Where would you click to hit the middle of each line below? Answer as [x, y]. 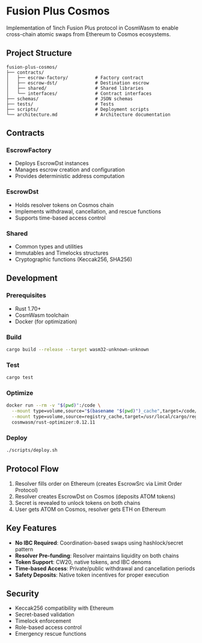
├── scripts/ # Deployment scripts [78, 109]
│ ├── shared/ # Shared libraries [75, 88]
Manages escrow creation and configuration [70, 169]
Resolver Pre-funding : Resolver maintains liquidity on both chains [97, 556]
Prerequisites [26, 296]
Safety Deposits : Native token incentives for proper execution [92, 575]
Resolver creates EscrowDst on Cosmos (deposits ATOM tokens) [95, 496]
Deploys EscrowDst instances [52, 163]
